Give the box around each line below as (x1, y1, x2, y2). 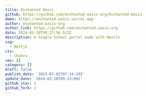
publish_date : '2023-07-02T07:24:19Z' (5, 72, 85, 77)
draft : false (5, 67, 32, 72)
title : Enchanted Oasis (5, 7, 54, 12)
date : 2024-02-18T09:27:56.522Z (5, 30, 72, 35)
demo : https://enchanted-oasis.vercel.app (5, 16, 94, 21)
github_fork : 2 (5, 85, 37, 91)
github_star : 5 (5, 81, 37, 86)
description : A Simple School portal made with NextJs (5, 35, 120, 40)
